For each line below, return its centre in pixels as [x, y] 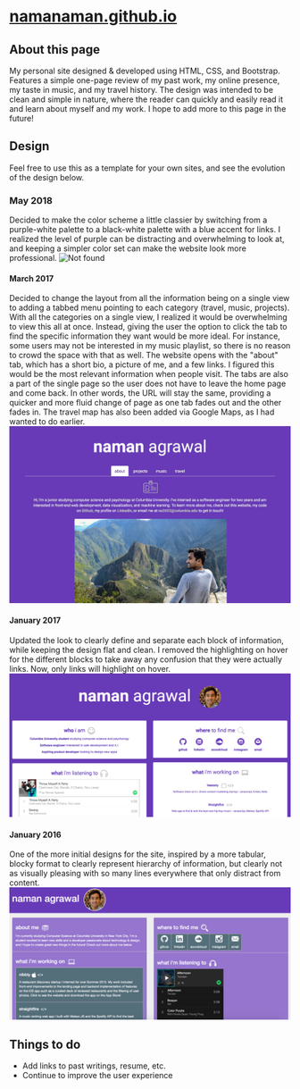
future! [21, 118]
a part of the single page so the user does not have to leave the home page [148, 384]
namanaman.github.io [93, 17]
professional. [33, 258]
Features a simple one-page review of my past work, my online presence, [145, 80]
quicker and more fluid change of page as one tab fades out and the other [146, 403]
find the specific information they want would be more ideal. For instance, [145, 336]
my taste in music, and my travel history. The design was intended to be [142, 90]
